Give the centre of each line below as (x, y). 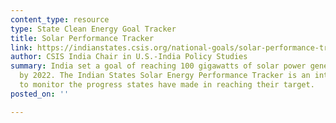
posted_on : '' (40, 94)
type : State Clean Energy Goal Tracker (93, 29)
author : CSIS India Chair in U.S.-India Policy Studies (129, 57)
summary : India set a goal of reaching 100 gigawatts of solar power (158, 66)
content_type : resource (60, 19)
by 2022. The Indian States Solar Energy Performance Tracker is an (165, 76)
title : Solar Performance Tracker (82, 38)
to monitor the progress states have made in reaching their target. (167, 85)
